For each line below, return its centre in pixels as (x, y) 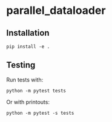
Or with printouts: (28, 102)
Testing (21, 65)
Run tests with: (25, 80)
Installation (28, 33)
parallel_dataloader (56, 11)
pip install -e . (28, 47)
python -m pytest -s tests (40, 113)
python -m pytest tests (36, 91)
